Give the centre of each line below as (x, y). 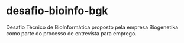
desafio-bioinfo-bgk (57, 11)
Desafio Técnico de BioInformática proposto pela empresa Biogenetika (92, 27)
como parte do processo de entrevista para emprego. (72, 33)
